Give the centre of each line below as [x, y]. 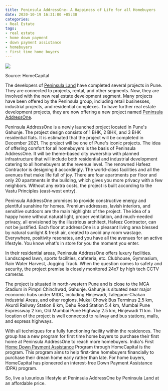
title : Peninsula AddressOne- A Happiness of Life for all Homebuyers [80, 10]
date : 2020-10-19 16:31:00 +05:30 [41, 15]
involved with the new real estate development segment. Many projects [79, 96]
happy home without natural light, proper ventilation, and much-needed [79, 217]
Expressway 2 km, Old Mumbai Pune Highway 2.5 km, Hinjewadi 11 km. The [83, 310]
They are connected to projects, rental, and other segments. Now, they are [82, 90]
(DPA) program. [21, 368]
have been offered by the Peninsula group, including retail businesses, [78, 101]
